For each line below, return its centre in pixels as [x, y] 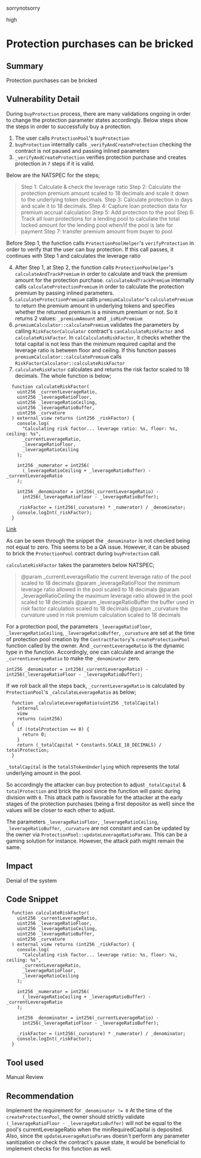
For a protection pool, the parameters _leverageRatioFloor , [79, 626]
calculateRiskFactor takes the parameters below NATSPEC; [80, 565]
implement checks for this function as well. [59, 1149]
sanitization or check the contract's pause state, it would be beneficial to [96, 1142]
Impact [19, 866]
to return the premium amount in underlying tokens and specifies [95, 305]
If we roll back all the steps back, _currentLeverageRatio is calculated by [96, 685]
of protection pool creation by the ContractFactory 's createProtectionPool [98, 639]
